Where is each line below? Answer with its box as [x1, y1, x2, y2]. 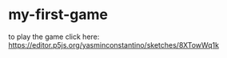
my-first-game [8, 6, 109, 24]
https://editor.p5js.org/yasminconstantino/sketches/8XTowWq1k [8, 40, 220, 49]
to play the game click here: [8, 32, 100, 41]
